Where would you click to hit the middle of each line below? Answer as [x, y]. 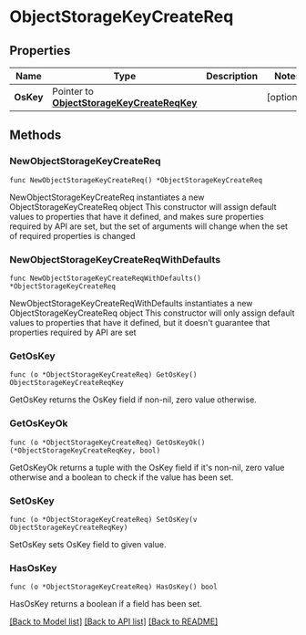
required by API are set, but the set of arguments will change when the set [149, 226]
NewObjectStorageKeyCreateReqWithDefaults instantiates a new [131, 303]
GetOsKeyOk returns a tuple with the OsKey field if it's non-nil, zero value [147, 467]
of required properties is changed [72, 235]
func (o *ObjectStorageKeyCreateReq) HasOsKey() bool [114, 587]
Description [232, 76]
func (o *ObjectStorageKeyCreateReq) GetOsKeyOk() [107, 442]
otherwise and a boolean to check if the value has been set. [122, 477]
